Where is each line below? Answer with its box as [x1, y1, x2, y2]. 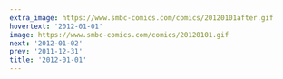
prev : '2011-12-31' [9, 47, 83, 56]
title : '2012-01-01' [9, 55, 88, 64]
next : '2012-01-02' [9, 38, 83, 48]
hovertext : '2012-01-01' [9, 22, 103, 31]
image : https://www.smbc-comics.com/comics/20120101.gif [9, 30, 229, 39]
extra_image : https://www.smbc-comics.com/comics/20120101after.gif [9, 13, 274, 23]
